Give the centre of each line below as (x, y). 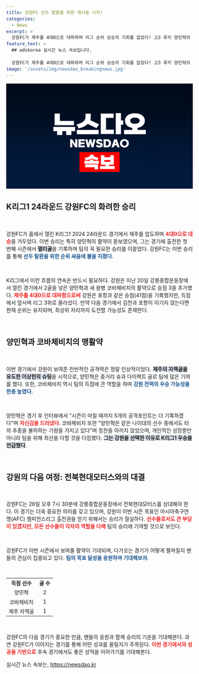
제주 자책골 (21, 611)
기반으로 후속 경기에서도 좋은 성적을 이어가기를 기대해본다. (84, 652)
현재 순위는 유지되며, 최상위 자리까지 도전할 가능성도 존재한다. (77, 310)
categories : (21, 19)
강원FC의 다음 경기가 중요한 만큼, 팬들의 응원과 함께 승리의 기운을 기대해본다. (95, 637)
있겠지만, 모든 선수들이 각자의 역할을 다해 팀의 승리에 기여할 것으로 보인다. (97, 527)
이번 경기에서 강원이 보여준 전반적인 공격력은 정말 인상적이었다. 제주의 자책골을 (97, 369)
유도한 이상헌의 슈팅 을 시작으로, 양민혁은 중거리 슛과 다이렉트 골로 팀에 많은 (93, 376)
